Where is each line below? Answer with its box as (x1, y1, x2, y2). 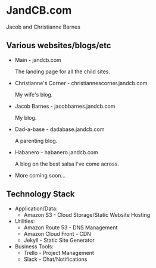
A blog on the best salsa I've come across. (14, 160, 119, 167)
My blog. (14, 114, 37, 121)
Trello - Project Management (23, 249, 94, 256)
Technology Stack (6, 189, 75, 200)
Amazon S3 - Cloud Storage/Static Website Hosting (23, 211, 151, 218)
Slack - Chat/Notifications (23, 255, 88, 263)
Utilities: (14, 217, 35, 225)
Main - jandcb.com (14, 56, 61, 63)
